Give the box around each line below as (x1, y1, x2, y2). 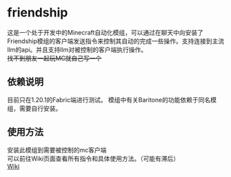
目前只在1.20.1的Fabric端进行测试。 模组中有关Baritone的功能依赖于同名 (7, 95, 211, 104)
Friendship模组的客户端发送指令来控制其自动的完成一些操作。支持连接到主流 (7, 36, 225, 45)
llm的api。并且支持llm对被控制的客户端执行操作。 (7, 45, 147, 54)
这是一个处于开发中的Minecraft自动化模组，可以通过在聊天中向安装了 (7, 28, 203, 36)
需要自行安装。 (19, 104, 62, 113)
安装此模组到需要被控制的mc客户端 (7, 145, 107, 154)
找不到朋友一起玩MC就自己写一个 (7, 54, 102, 62)
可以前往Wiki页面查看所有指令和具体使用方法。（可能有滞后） (7, 154, 180, 163)
